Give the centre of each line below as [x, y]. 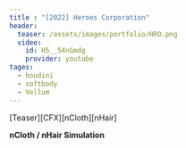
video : [30, 42]
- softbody [38, 84]
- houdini [35, 76]
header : [24, 26]
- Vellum [34, 92]
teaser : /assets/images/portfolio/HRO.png [97, 34]
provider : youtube [59, 59]
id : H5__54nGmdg [56, 51]
